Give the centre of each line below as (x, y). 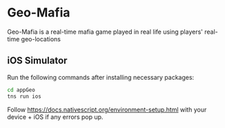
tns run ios (24, 96)
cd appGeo (21, 90)
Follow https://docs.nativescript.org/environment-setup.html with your (107, 109)
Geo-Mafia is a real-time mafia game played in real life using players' (105, 32)
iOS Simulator (37, 61)
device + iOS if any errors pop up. (55, 117)
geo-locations (41, 39)
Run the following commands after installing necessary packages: (101, 77)
